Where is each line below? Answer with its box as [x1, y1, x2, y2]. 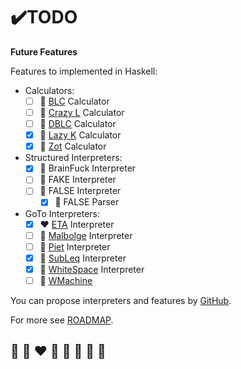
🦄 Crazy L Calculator [39, 107, 125, 118]
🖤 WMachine [39, 274, 93, 286]
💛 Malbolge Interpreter [39, 229, 133, 241]
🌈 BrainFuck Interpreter [39, 162, 137, 174]
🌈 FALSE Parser [54, 196, 120, 208]
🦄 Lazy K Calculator [39, 129, 122, 141]
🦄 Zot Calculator [39, 140, 107, 153]
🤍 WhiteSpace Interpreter [39, 263, 145, 275]
